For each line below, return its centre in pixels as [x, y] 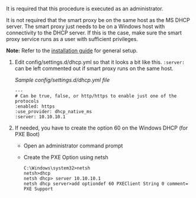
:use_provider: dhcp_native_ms [53, 112]
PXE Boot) [27, 134]
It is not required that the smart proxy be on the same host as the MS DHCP [98, 20]
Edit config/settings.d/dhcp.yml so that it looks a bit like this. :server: [99, 62]
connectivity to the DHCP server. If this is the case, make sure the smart [94, 33]
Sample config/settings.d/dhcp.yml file [62, 80]
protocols [27, 101]
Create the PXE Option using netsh [66, 157]
